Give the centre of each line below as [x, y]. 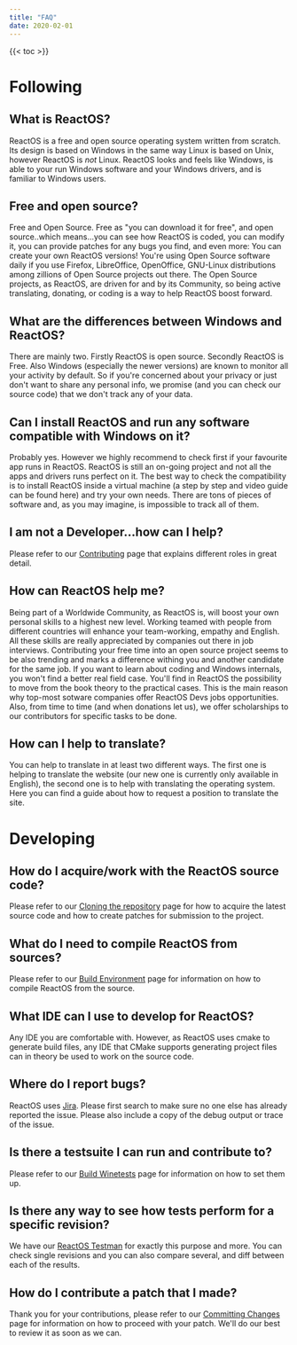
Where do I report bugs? [78, 1084]
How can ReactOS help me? [87, 591]
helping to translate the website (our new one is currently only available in [144, 774]
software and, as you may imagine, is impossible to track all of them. [134, 504]
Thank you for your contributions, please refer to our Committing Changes [145, 1314]
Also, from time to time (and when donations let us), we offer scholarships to [149, 707]
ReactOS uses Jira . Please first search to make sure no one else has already [148, 1106]
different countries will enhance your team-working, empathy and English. [145, 631]
